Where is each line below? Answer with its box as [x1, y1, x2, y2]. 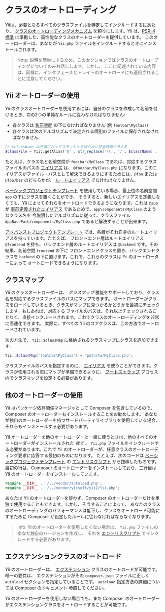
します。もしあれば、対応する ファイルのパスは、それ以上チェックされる [5, 308, 153, 314]
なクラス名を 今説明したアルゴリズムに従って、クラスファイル [5, 212, 131, 218]
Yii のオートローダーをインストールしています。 [5, 471, 101, 477]
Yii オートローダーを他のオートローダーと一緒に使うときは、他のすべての [5, 434, 154, 440]
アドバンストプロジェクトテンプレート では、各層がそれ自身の [5, 229, 132, 235]
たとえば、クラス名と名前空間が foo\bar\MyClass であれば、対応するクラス [5, 159, 157, 164]
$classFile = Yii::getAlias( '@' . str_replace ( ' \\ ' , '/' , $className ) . [5, 149, 158, 154]
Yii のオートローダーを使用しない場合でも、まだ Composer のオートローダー [5, 595, 160, 601]
